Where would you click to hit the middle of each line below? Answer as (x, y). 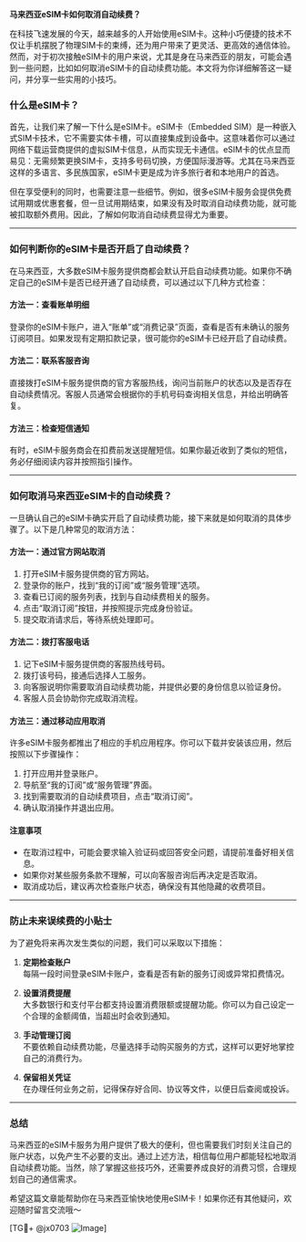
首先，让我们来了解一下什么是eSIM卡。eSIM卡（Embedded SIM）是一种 (145, 127)
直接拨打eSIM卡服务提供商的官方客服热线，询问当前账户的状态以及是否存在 (151, 383)
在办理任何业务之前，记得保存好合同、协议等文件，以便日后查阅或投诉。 (158, 1089)
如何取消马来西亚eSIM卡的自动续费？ (91, 496)
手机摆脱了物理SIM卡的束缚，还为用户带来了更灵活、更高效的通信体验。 (160, 45)
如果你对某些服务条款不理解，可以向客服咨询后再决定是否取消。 (142, 875)
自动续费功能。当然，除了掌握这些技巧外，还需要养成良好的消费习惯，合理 (149, 1167)
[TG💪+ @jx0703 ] (58, 1227)
